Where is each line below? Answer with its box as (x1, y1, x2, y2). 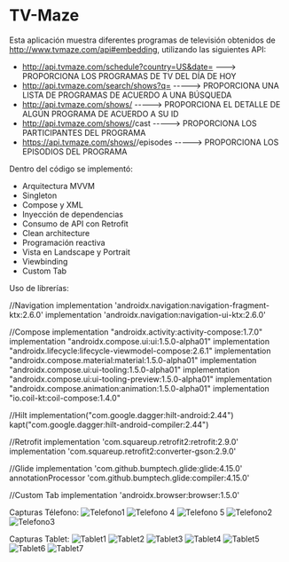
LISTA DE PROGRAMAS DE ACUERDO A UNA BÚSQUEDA (21, 90, 232, 100)
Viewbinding (21, 256, 68, 266)
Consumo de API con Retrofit (21, 218, 129, 229)
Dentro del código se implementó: (9, 163, 133, 174)
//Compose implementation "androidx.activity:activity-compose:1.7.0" (9, 326, 263, 337)
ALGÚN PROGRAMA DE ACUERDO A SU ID (21, 108, 179, 119)
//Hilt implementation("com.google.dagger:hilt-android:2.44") (9, 409, 234, 420)
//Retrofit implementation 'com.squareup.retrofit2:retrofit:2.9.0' (9, 436, 239, 447)
